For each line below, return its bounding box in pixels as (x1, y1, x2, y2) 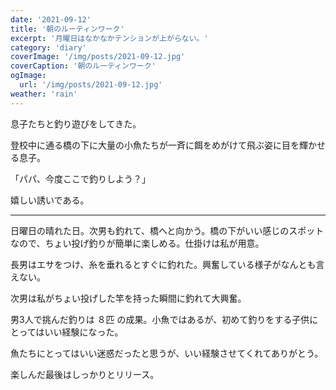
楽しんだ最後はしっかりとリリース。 (10, 368, 160, 380)
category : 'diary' (10, 42, 87, 53)
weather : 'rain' (10, 89, 78, 99)
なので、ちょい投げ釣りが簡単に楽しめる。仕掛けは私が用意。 (10, 237, 265, 249)
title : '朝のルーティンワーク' (10, 24, 125, 34)
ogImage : (10, 71, 47, 81)
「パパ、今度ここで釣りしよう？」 (10, 172, 151, 185)
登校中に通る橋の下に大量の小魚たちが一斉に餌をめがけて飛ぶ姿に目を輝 (10, 139, 308, 151)
